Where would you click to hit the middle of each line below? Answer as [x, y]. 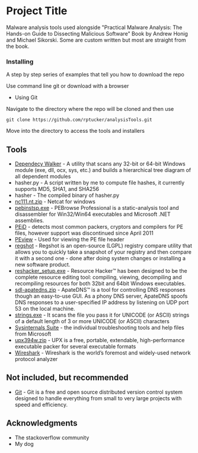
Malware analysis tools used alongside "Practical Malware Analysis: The [94, 27]
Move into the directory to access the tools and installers [76, 131]
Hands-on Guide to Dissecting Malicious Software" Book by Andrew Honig [97, 33]
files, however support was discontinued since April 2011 [84, 233]
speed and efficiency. [41, 404]
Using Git [26, 98]
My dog [24, 444]
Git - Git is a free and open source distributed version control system [98, 392]
